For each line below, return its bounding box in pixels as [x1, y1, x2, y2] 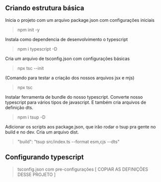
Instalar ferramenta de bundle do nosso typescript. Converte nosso [5, 94, 143, 100]
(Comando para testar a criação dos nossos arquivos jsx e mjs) [5, 74, 135, 81]
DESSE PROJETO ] [17, 171, 56, 178]
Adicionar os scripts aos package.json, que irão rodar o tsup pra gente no [5, 123, 156, 129]
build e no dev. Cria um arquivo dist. [5, 129, 79, 135]
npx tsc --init [17, 65, 44, 71]
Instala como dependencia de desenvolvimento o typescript [5, 36, 128, 42]
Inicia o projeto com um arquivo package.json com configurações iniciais [5, 17, 155, 23]
